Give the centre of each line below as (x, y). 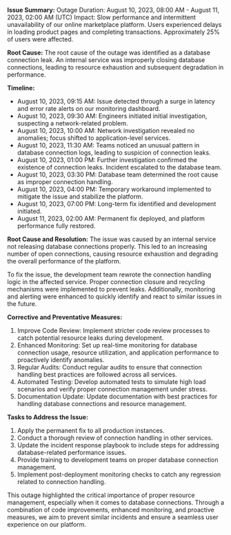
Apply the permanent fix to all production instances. (91, 431)
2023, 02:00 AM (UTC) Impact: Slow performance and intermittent (102, 17)
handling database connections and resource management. (102, 404)
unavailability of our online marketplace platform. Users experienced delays (114, 24)
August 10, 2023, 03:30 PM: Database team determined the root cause (118, 174)
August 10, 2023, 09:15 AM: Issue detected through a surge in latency (116, 101)
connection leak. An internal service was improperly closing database (106, 60)
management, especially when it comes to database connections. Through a (116, 502)
